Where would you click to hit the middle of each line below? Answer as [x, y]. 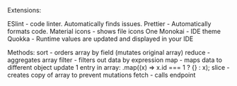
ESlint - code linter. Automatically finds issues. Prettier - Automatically [109, 24]
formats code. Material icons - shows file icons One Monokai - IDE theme [114, 31]
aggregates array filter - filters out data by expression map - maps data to [115, 60]
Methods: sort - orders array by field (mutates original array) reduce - [109, 53]
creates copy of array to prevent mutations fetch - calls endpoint [102, 75]
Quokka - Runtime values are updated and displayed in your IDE [100, 39]
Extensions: [24, 10]
